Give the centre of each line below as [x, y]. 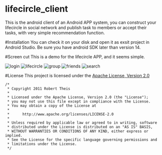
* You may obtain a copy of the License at [52, 105]
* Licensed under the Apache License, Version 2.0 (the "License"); [78, 97]
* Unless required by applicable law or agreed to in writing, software [82, 122]
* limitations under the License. [42, 144]
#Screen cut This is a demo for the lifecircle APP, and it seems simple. [75, 56]
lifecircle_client [37, 9]
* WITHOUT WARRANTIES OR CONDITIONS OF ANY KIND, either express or [78, 131]
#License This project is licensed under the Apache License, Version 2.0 [77, 75]
